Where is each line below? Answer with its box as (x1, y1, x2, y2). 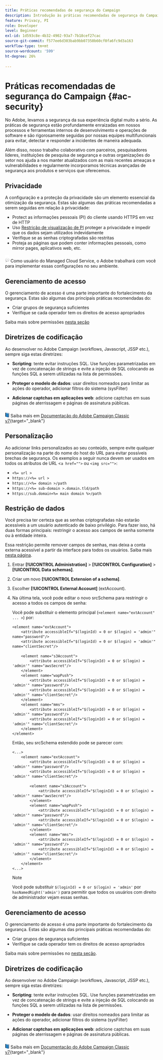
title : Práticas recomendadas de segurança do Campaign (5, 8, 120, 13)
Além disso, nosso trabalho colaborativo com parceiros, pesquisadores (5, 147, 147, 153)
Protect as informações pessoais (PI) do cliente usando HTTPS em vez (12, 214, 154, 220)
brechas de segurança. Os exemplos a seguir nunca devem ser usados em (5, 455, 155, 461)
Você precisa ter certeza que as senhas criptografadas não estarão (5, 517, 140, 523)
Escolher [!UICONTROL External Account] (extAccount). (12, 586, 126, 592)
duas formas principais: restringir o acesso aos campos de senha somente (5, 528, 154, 533)
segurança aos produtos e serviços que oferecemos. (5, 168, 111, 174)
